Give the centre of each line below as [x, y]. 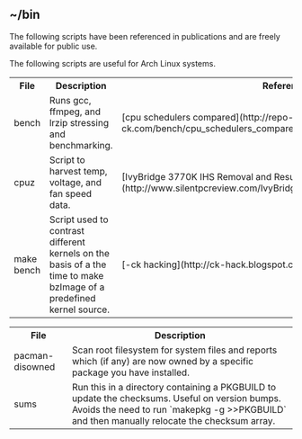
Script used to [79, 219]
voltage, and [75, 182]
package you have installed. [131, 372]
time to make [76, 275]
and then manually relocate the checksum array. [173, 420]
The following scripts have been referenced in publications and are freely [145, 36]
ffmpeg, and [75, 112]
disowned [35, 366]
